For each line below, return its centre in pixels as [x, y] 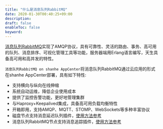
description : [18, 18]
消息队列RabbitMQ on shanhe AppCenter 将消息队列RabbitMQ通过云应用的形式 [80, 69]
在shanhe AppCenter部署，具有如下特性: [46, 75]
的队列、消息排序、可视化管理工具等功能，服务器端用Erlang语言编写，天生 [80, 52]
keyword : [14, 32]
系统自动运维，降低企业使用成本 [44, 91]
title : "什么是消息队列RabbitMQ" [36, 9]
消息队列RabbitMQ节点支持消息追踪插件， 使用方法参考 [67, 121]
